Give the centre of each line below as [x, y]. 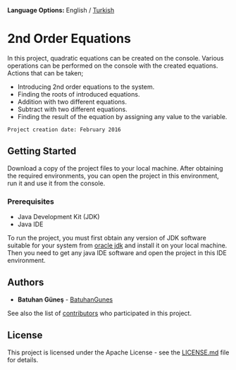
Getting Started [42, 151]
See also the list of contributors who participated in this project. [100, 313]
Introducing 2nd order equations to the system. [86, 87]
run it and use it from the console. [56, 183]
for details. [23, 359]
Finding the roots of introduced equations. [79, 94]
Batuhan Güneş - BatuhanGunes [65, 300]
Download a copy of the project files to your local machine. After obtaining [115, 168]
